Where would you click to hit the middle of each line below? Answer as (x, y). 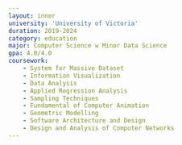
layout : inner (32, 16)
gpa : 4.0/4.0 (30, 53)
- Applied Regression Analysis (75, 91)
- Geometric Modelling (61, 114)
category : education (43, 38)
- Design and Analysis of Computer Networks (99, 128)
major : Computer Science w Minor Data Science (88, 46)
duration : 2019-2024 (43, 31)
